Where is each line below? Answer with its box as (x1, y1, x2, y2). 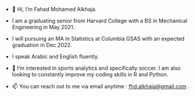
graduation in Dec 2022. (11, 42, 73, 48)
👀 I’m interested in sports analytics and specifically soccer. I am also (11, 64, 181, 72)
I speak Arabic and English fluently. (11, 53, 99, 60)
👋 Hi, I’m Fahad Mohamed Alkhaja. (11, 6, 97, 13)
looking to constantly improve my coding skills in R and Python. (11, 71, 169, 78)
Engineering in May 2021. (11, 24, 75, 30)
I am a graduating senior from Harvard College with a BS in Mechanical (11, 17, 188, 24)
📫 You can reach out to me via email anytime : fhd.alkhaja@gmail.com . (11, 83, 190, 89)
